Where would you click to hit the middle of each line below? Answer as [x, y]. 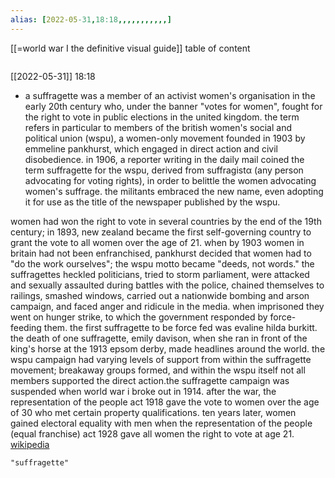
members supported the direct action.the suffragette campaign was [150, 380]
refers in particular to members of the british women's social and [158, 127]
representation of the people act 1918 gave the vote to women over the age [165, 402]
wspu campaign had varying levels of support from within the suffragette [161, 359]
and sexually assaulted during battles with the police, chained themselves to [167, 285]
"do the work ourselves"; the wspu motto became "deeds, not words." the [162, 263]
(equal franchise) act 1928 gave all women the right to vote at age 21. [152, 433]
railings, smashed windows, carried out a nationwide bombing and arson [160, 295]
